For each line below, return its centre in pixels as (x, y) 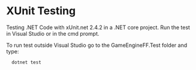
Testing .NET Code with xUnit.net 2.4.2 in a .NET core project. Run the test (98, 27)
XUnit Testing (41, 11)
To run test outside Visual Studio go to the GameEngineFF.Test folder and (97, 45)
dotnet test (27, 62)
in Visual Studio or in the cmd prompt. (53, 33)
